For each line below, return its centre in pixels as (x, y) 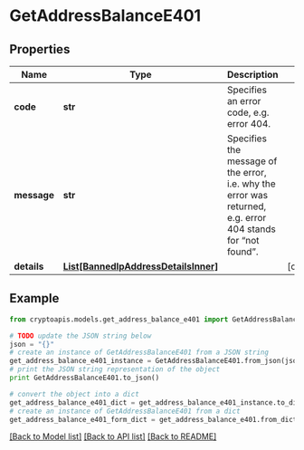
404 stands (251, 229)
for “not (243, 240)
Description (252, 75)
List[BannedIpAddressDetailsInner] (141, 266)
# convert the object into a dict (75, 394)
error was (247, 195)
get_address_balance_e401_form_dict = (82, 419)
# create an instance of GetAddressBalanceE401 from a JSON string (139, 353)
